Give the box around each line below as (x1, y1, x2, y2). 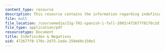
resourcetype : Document (5, 30, 54, 34)
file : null (5, 16, 27, 21)
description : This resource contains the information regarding (5, 12, 139, 17)
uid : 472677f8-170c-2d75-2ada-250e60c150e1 (5, 39, 96, 44)
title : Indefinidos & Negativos (5, 34, 71, 39)
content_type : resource (5, 7, 54, 12)
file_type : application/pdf (5, 25, 63, 30)
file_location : (5, 20, 36, 26)
